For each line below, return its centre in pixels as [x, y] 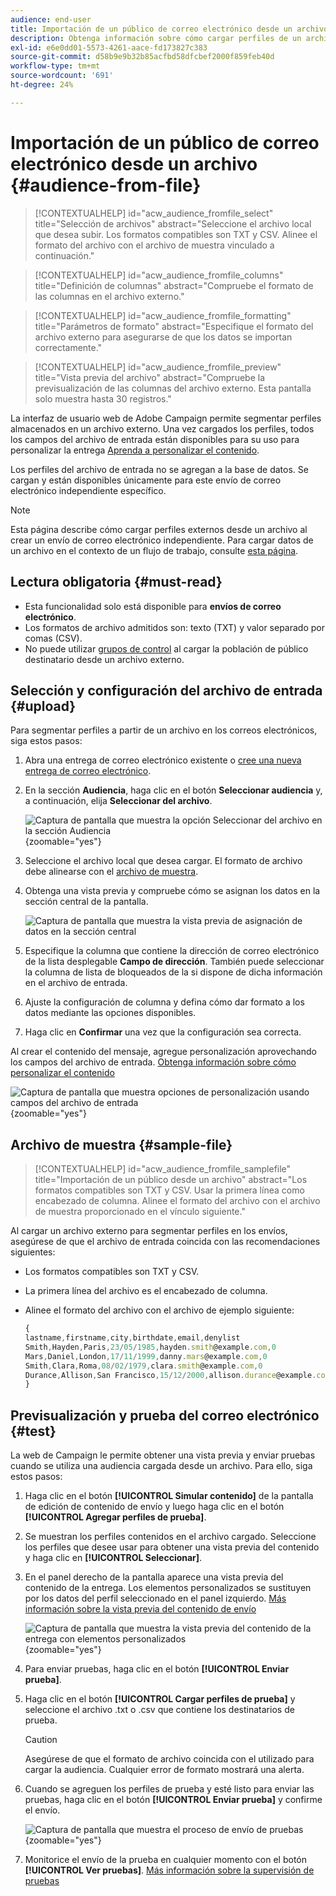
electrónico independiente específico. [88, 490]
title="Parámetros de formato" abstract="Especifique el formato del [174, 326]
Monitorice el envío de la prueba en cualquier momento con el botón [166, 1860]
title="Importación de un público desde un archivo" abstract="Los [171, 1180]
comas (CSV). [53, 638]
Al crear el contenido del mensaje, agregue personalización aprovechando [163, 1052]
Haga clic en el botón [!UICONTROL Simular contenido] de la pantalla [169, 1496]
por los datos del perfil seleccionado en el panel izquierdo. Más [155, 1598]
